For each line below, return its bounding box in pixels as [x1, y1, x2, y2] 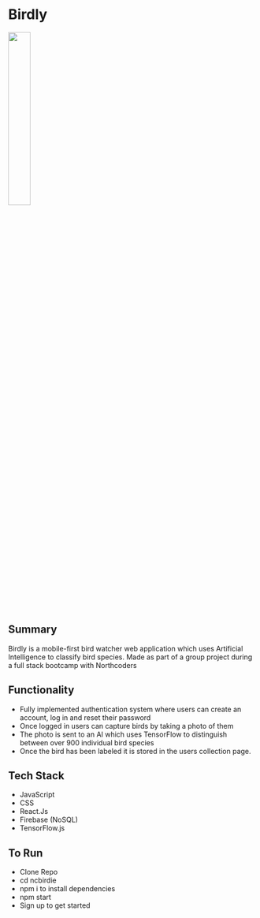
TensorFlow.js [19, 823, 65, 833]
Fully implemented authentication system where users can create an [19, 704, 242, 714]
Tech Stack [8, 769, 65, 782]
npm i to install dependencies [19, 884, 116, 894]
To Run [8, 846, 43, 860]
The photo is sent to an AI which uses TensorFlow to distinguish [19, 730, 228, 739]
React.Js [19, 807, 49, 816]
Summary [8, 623, 58, 636]
